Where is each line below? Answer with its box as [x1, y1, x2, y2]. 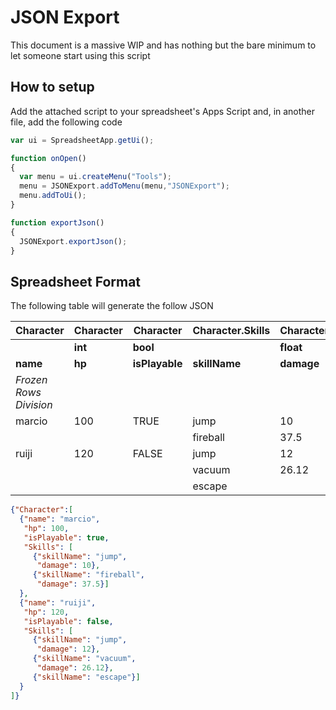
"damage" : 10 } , [36, 561, 101, 571]
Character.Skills [192, 324, 271, 338]
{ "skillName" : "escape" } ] [32, 672, 141, 682]
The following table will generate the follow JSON [10, 300, 214, 312]
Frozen [15, 373, 48, 387]
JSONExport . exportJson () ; [19, 236, 128, 246]
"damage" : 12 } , [36, 644, 101, 655]
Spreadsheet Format [10, 273, 142, 290]
